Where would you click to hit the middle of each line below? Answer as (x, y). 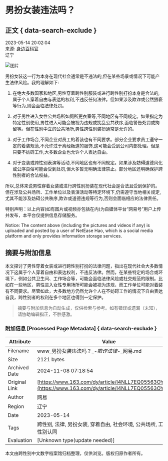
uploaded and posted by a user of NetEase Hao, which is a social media (79, 231)
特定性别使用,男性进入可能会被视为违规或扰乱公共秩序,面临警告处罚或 (84, 123)
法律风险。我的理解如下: (34, 82)
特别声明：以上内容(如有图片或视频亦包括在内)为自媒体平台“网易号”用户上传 (83, 209)
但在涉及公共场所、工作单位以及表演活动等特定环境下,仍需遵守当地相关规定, (83, 192)
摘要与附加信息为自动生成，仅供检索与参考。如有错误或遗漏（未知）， (88, 308)
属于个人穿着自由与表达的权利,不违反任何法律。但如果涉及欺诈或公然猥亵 (87, 99)
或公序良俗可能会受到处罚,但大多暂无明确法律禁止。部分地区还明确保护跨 (87, 169)
